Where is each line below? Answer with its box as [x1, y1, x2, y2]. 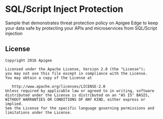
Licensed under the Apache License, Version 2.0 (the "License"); [5, 66, 146, 71]
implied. [5, 101, 23, 106]
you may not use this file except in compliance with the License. [5, 71, 148, 76]
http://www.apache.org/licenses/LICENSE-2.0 [11, 84, 106, 89]
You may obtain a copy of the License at [5, 75, 92, 80]
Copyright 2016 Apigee [5, 58, 52, 63]
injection [5, 30, 23, 36]
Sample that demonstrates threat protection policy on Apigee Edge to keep [5, 20, 158, 26]
